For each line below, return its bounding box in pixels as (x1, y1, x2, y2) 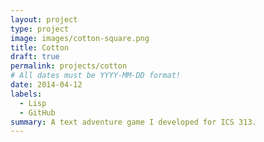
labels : (10, 89, 43, 99)
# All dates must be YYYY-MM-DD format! (10, 71, 182, 81)
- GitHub (19, 107, 56, 118)
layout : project (10, 14, 78, 25)
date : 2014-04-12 (10, 80, 83, 90)
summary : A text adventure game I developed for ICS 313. (10, 117, 257, 127)
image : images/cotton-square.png (10, 33, 150, 43)
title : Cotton (10, 42, 70, 53)
